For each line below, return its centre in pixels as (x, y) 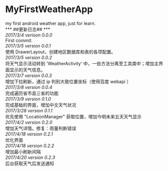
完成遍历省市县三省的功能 (32, 93)
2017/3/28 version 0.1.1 (29, 110)
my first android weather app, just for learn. (51, 23)
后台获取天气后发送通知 (30, 163)
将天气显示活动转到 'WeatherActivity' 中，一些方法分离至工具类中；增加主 (82, 63)
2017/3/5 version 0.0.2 (29, 57)
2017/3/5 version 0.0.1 (28, 46)
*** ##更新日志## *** (28, 29)
